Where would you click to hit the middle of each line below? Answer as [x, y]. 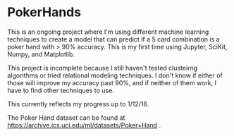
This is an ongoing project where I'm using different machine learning [108, 32]
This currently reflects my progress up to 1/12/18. [78, 104]
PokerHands [44, 12]
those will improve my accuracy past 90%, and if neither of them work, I [112, 82]
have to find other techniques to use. [61, 90]
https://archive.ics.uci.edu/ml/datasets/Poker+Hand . [84, 125]
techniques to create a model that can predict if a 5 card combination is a [113, 39]
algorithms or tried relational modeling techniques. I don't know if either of [115, 75]
